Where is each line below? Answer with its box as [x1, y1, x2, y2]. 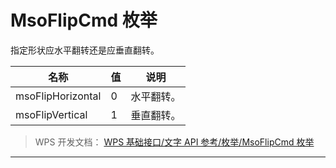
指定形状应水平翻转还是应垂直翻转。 [10, 44, 160, 56]
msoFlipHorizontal [15, 89, 102, 103]
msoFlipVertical [15, 107, 88, 121]
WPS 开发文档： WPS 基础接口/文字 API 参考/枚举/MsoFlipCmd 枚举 [34, 136, 315, 148]
